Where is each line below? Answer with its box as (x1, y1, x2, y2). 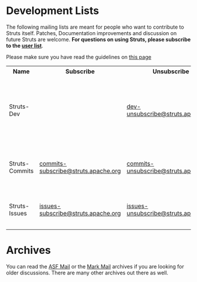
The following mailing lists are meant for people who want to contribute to (6, 23, 185, 30)
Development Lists (6, 4, 100, 18)
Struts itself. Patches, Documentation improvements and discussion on (6, 29, 177, 36)
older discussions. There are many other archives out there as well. (6, 269, 169, 276)
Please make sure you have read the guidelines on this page (6, 53, 151, 60)
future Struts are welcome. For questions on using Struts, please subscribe (6, 36, 191, 43)
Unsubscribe (152, 67, 189, 75)
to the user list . (6, 42, 43, 49)
